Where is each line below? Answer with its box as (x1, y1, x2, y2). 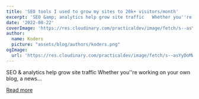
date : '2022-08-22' (6, 19, 54, 25)
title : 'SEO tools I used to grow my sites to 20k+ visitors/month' (6, 8, 179, 15)
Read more (6, 86, 33, 93)
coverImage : (6, 25, 36, 31)
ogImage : (6, 47, 28, 53)
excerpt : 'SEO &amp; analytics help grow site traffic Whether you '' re (6, 14, 192, 20)
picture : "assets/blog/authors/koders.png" (11, 42, 120, 48)
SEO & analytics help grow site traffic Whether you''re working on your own (6, 68, 191, 75)
